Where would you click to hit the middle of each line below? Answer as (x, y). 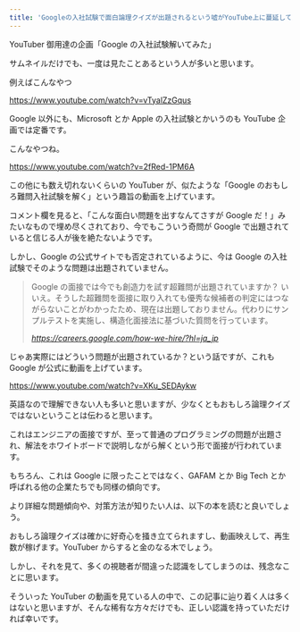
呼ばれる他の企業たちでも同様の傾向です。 (87, 486)
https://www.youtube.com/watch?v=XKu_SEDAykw (103, 385)
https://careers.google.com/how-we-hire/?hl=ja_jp (125, 338)
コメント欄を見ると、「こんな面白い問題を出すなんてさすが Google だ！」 (144, 215)
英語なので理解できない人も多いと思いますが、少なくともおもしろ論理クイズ (150, 404)
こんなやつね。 (37, 148)
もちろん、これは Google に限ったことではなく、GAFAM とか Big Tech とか (148, 476)
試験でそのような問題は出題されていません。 (92, 267)
